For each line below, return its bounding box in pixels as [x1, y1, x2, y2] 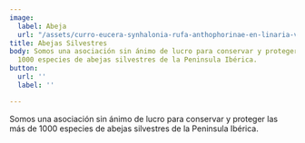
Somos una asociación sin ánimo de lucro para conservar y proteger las [9, 113, 279, 124]
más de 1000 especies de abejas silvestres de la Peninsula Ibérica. [9, 123, 259, 134]
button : [9, 64, 39, 73]
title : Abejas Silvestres [9, 38, 107, 48]
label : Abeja [17, 22, 67, 31]
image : [9, 13, 34, 23]
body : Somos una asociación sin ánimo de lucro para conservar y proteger [9, 47, 299, 56]
